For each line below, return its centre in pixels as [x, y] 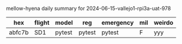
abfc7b [19, 32]
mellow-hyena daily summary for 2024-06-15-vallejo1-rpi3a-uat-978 [88, 8]
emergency [118, 23]
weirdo [164, 23]
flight [42, 23]
